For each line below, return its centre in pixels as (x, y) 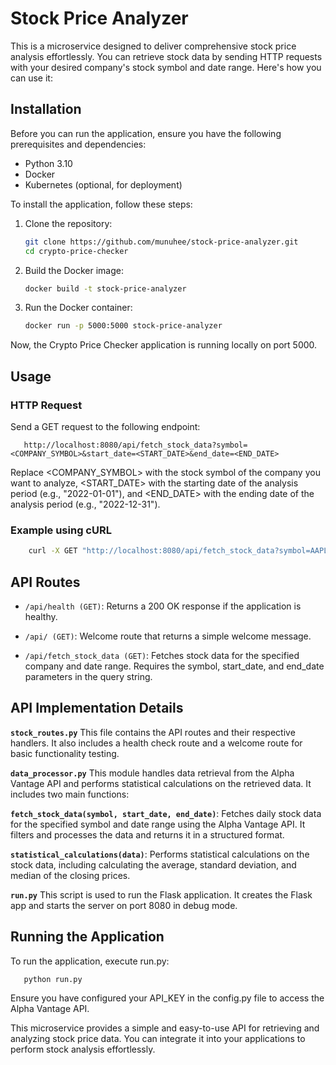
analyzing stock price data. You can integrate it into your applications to (158, 1039)
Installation (46, 109)
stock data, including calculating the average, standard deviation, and (153, 864)
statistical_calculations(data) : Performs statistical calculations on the (160, 854)
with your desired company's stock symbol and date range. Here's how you (166, 67)
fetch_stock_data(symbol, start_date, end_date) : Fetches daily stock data (166, 813)
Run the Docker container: (78, 308)
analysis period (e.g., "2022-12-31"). (85, 504)
